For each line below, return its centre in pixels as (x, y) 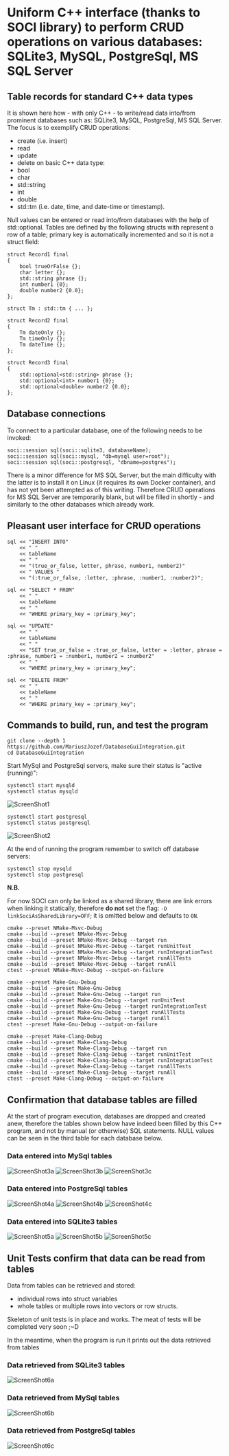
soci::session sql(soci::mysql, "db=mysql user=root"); (88, 456)
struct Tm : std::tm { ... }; (50, 309)
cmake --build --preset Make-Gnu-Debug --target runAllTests (96, 1013)
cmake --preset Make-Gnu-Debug (52, 982)
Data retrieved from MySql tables (63, 1398)
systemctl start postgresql (47, 817)
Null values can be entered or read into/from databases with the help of (108, 220)
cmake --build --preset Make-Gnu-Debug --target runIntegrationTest (107, 1006)
